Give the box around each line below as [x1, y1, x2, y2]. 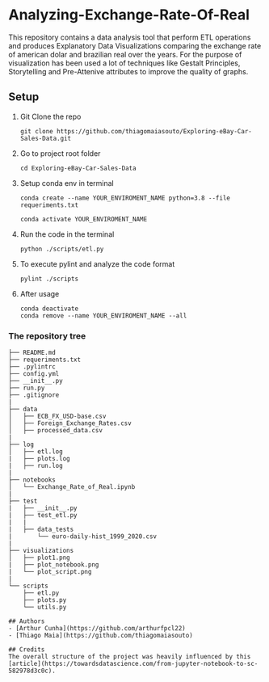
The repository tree [8, 330, 86, 341]
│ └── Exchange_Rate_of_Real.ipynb [8, 483, 136, 491]
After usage [19, 288, 60, 298]
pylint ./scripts [19, 275, 79, 283]
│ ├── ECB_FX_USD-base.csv [8, 412, 107, 421]
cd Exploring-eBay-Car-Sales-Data [19, 164, 137, 172]
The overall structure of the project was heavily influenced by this [8, 653, 251, 661]
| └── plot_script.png [8, 568, 92, 576]
